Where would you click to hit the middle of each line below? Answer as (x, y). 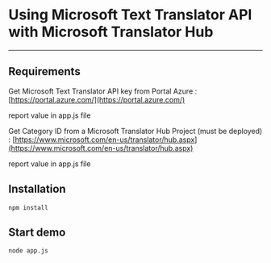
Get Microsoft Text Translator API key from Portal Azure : (103, 91)
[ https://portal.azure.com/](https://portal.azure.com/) (97, 99)
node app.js (28, 251)
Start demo (37, 232)
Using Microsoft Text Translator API (130, 15)
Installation (37, 189)
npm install (28, 207)
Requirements (44, 71)
